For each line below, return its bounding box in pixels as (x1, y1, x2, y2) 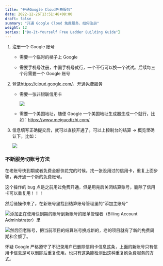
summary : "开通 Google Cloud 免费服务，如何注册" (5, 20, 99, 26)
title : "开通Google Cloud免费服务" (5, 7, 73, 12)
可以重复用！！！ (9, 190, 44, 196)
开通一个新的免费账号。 (17, 174, 65, 180)
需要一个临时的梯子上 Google (19, 54, 78, 60)
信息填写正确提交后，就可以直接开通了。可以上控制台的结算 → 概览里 (12, 127, 151, 133)
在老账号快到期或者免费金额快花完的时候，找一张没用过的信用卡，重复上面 (5, 168, 154, 173)
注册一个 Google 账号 (12, 44, 55, 49)
